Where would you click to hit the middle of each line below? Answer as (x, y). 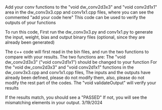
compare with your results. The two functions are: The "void (65, 57)
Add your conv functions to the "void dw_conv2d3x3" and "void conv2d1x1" (81, 7)
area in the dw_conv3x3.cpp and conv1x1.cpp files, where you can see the (80, 12)
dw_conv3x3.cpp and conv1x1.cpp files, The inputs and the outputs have (78, 72)
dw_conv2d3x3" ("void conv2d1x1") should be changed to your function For (81, 62)
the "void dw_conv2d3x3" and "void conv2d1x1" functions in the (69, 67)
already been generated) (30, 42)
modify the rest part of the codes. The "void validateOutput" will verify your (81, 83)
